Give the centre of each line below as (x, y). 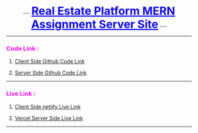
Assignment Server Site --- (99, 24)
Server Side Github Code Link (51, 73)
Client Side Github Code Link (49, 61)
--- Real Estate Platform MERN (99, 11)
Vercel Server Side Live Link (49, 118)
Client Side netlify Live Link (47, 106)
